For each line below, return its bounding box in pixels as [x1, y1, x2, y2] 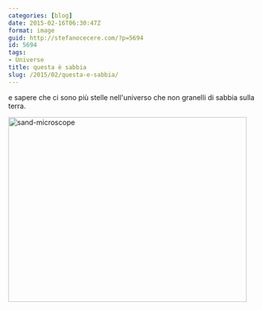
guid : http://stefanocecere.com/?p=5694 [8, 33, 144, 42]
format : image [8, 26, 56, 34]
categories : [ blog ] [8, 11, 73, 20]
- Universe [8, 56, 44, 64]
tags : [8, 48, 26, 56]
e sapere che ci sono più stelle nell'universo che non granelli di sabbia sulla [8, 92, 255, 102]
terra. [8, 101, 26, 110]
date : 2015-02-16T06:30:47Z [8, 19, 102, 27]
